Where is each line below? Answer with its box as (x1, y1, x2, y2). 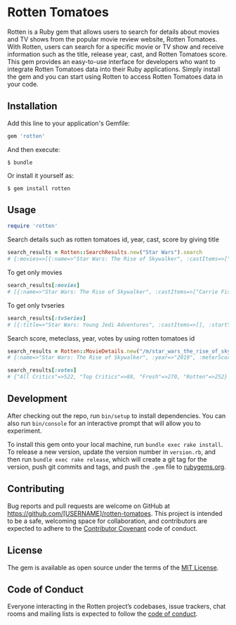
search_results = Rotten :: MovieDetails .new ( (7, 348, 140, 355)
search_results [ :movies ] (7, 282, 80, 289)
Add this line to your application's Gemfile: (7, 119, 130, 127)
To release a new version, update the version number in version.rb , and (7, 448, 216, 456)
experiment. (7, 427, 42, 435)
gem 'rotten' (7, 132, 46, 139)
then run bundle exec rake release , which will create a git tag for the (7, 455, 207, 463)
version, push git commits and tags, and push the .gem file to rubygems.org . (7, 462, 227, 471)
